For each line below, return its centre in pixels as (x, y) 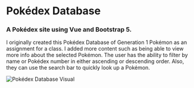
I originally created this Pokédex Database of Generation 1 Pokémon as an (97, 42)
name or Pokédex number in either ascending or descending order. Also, (95, 61)
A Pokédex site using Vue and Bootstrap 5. (69, 30)
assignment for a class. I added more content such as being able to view (95, 49)
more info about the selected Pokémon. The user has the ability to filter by (97, 55)
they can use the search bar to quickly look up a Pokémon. (78, 68)
